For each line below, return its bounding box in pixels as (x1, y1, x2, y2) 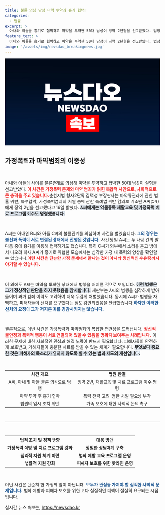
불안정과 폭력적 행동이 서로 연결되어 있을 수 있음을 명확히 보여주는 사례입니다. (5, 332, 151, 338)
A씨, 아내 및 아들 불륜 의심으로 (8, 379, 66, 385)
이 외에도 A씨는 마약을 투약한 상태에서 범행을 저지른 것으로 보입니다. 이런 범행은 (5, 282, 157, 287)
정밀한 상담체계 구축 (85, 445, 124, 451)
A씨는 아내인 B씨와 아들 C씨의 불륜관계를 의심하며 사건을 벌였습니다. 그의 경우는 (5, 231, 158, 237)
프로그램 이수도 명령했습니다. (10, 211, 65, 217)
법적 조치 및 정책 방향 (19, 437, 60, 443)
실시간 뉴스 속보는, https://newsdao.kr (5, 504, 80, 511)
